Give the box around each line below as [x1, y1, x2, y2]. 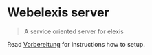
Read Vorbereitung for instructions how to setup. [7, 40, 146, 48]
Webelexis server [7, 5, 110, 20]
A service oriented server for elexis [23, 27, 124, 35]
